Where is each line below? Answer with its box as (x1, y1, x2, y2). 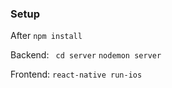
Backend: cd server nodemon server (10, 49, 162, 61)
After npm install (10, 30, 83, 42)
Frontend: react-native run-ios (10, 68, 143, 81)
